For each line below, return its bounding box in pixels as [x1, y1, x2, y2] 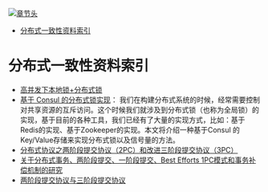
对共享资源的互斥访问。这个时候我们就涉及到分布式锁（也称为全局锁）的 [19, 104, 259, 114]
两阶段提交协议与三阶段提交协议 [19, 175, 126, 185]
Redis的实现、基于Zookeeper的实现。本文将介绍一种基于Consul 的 [19, 125, 241, 134]
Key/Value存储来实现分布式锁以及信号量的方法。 [19, 135, 181, 145]
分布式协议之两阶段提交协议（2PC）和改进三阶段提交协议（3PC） [19, 145, 238, 154]
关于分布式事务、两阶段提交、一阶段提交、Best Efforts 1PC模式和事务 [19, 155, 250, 165]
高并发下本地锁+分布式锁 [19, 84, 103, 94]
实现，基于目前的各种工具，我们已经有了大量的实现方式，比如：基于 [19, 115, 246, 125]
